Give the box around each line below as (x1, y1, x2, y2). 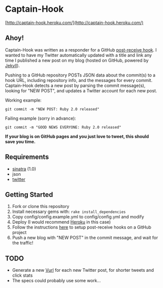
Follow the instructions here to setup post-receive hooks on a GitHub (12, 224, 152, 230)
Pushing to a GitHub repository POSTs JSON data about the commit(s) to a (5, 72, 156, 78)
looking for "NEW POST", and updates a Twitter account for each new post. (5, 87, 158, 94)
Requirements (5, 153, 49, 161)
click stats (12, 272, 33, 278)
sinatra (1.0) (12, 166, 36, 172)
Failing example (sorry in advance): (5, 115, 76, 121)
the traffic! (12, 240, 33, 246)
